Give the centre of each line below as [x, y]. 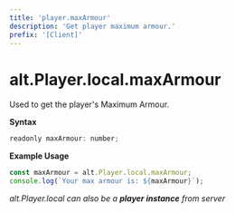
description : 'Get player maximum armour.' [93, 26]
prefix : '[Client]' [46, 34]
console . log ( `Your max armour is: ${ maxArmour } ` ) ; [107, 181]
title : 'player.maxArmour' [60, 18]
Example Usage [39, 156]
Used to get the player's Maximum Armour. [89, 104]
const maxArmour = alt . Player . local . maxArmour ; [101, 173]
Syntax [23, 122]
